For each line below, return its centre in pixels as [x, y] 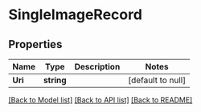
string [55, 80]
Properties [35, 44]
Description [97, 67]
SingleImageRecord [76, 15]
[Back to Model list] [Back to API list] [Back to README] [100, 100]
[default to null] [157, 80]
